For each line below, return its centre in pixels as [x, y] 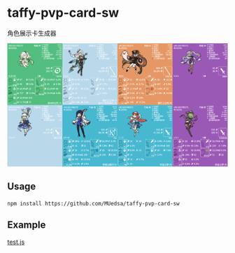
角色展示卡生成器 [32, 33]
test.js [16, 242]
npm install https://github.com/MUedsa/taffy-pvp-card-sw [93, 204]
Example [27, 225]
